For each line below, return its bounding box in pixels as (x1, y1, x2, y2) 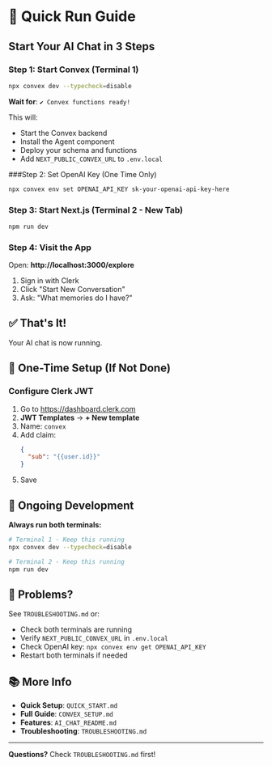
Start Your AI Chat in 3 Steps (8, 40, 155, 53)
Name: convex (19, 421, 66, 431)
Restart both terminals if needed (19, 650, 128, 660)
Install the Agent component (19, 137, 115, 146)
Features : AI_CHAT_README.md (19, 717, 117, 727)
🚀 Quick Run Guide (8, 7, 136, 26)
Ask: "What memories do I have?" (19, 293, 133, 303)
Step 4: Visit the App (8, 242, 91, 253)
